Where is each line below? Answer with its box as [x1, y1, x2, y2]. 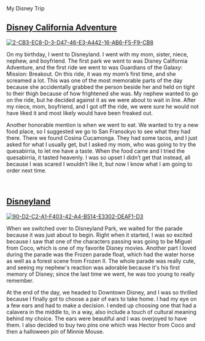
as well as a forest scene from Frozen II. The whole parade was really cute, [6, 257, 196, 264]
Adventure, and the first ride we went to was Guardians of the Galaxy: [6, 63, 183, 71]
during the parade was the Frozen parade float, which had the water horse [6, 250, 195, 258]
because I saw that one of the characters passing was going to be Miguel [6, 237, 192, 245]
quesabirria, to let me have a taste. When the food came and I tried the [6, 147, 185, 155]
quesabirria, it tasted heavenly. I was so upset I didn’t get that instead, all [6, 153, 191, 161]
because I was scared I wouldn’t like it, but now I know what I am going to [6, 160, 193, 167]
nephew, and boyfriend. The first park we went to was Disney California [6, 57, 188, 64]
